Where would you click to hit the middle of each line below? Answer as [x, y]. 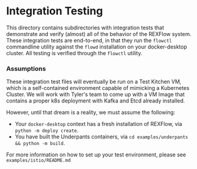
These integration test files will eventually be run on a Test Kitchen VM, [94, 82]
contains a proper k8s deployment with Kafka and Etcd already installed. [96, 101]
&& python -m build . [40, 143]
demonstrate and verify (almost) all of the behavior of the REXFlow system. [99, 34]
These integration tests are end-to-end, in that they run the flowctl [89, 40]
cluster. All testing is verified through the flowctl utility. [74, 53]
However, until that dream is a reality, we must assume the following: [91, 113]
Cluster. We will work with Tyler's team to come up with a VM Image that [96, 95]
